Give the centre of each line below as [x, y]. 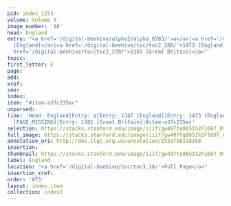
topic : [16, 58]
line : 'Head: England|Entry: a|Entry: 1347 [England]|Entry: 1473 [104, 115]
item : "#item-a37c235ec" [43, 103]
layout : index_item [35, 186]
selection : [23, 128]
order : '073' [26, 179]
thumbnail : [23, 154]
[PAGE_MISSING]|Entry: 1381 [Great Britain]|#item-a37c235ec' [104, 122]
